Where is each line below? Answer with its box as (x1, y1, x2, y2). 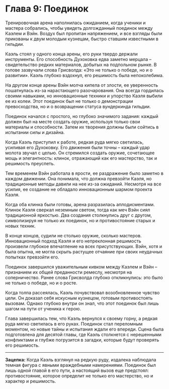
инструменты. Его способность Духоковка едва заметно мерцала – (5, 56, 152, 62)
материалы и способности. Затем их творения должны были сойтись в (5, 124, 159, 130)
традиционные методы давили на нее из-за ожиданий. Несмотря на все (5, 181, 162, 187)
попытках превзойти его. (5, 254, 59, 260)
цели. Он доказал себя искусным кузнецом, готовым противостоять (5, 295, 153, 301)
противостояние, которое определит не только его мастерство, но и (5, 372, 153, 378)
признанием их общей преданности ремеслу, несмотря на (5, 269, 132, 275)
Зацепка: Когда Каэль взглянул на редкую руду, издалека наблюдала (5, 356, 156, 363)
